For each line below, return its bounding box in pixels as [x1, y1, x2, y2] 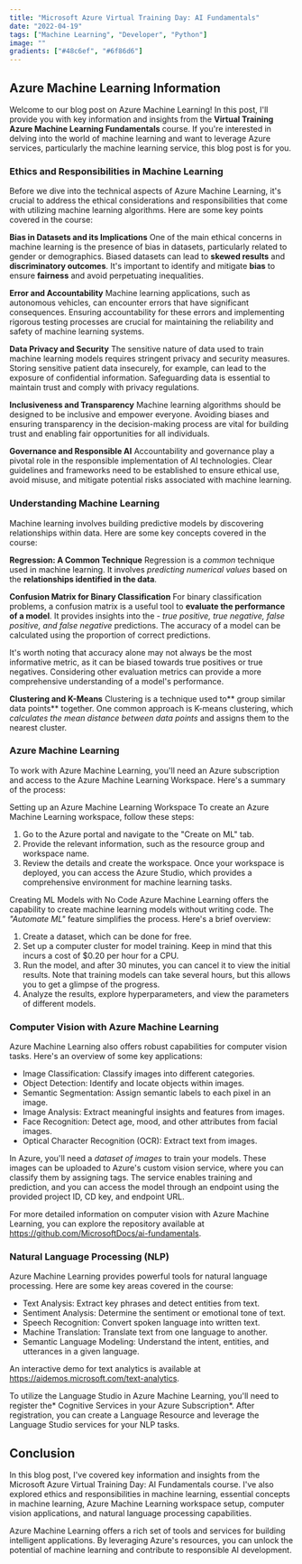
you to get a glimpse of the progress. [22, 979, 160, 990]
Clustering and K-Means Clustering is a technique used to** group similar [9, 693, 286, 704]
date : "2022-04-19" [9, 22, 83, 31]
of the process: [9, 784, 66, 795]
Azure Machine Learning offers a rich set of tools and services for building [9, 1525, 286, 1536]
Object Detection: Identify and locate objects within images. [22, 1078, 245, 1089]
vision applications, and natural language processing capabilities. [9, 1508, 252, 1519]
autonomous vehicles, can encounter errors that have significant [9, 297, 250, 308]
